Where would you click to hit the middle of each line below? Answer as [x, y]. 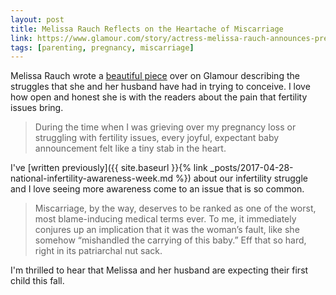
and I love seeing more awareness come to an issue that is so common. [157, 189]
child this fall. [37, 281]
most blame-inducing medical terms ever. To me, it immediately [165, 219]
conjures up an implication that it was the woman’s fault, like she [167, 230]
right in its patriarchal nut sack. [98, 251]
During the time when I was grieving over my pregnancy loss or [165, 127]
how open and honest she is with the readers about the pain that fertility [159, 97]
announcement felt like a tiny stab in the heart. [130, 148]
